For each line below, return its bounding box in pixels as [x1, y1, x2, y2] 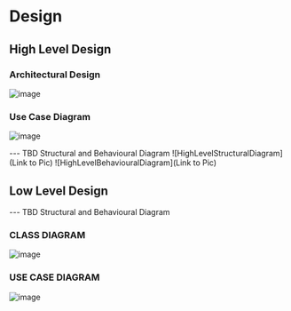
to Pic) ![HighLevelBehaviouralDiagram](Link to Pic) [29, 157, 217, 168]
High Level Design [9, 42, 112, 57]
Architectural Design [9, 68, 101, 81]
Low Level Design [9, 183, 109, 198]
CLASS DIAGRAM [9, 228, 86, 241]
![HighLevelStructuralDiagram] [171, 148, 284, 159]
